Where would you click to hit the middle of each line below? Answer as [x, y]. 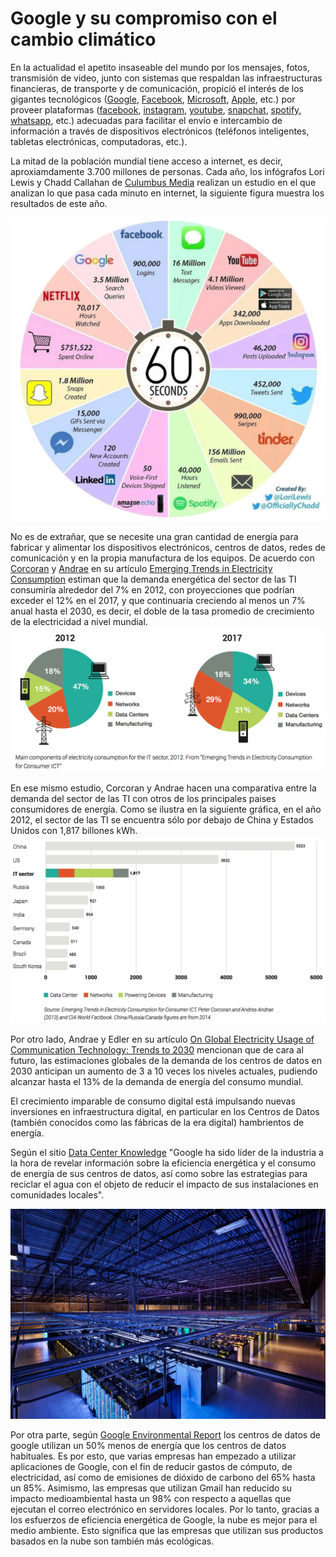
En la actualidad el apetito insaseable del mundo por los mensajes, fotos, [160, 67]
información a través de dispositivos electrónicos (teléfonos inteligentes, [160, 131]
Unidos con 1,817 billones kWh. [74, 830]
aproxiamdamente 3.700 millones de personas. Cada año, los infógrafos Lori [167, 171]
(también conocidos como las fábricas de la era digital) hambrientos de [157, 1123]
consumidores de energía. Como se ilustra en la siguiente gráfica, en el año [166, 809]
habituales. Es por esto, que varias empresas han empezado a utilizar [153, 1456]
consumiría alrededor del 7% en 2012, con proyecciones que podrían [152, 590]
